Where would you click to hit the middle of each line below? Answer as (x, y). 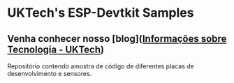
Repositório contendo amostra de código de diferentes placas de (101, 66)
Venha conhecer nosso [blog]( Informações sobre (117, 39)
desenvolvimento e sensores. (50, 74)
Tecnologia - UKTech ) (56, 49)
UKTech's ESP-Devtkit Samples (101, 13)
